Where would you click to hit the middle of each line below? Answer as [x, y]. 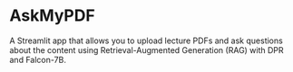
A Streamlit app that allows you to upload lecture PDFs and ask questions [146, 40]
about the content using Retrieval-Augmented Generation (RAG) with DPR [146, 49]
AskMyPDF [52, 16]
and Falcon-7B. [38, 59]
